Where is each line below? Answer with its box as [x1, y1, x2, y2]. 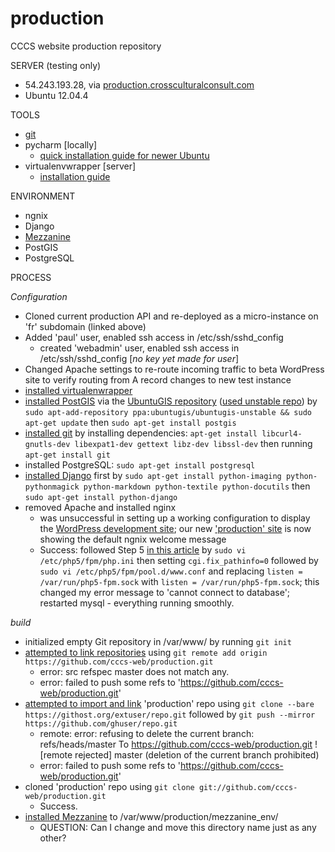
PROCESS [10, 271, 52, 283]
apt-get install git [24, 450, 111, 460]
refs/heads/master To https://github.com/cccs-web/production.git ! [39, 738, 318, 750]
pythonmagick [24, 482, 80, 492]
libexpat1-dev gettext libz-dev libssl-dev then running [74, 437, 313, 449]
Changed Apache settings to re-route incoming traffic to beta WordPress [24, 363, 325, 375]
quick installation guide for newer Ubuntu [39, 149, 210, 161]
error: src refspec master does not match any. [39, 665, 230, 677]
